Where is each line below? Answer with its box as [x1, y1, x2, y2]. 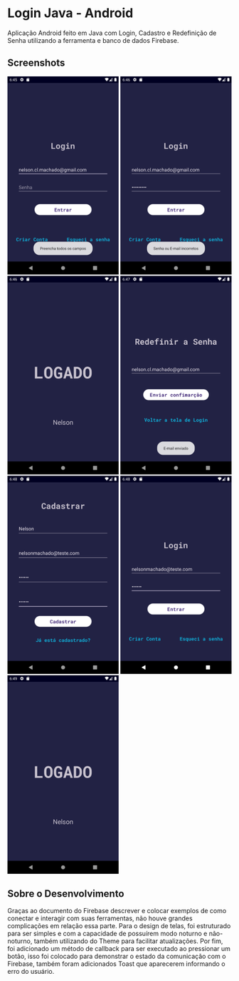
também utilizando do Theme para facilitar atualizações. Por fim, [33, 937, 223, 945]
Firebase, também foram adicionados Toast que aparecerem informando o [7, 960, 225, 968]
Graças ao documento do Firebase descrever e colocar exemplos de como [7, 907, 227, 915]
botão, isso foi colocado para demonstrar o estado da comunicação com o [7, 952, 226, 961]
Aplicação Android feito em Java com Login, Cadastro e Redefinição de [7, 29, 217, 37]
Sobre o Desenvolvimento [7, 887, 124, 900]
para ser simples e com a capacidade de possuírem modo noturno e [7, 930, 208, 938]
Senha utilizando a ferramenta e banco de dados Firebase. [7, 36, 179, 44]
